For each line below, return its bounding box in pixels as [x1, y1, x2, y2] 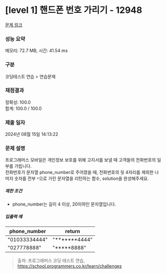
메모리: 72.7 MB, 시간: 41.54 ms [5, 48, 68, 54]
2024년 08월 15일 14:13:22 [5, 131, 58, 137]
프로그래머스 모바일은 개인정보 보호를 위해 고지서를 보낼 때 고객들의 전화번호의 [5, 157, 156, 163]
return [65, 228, 80, 235]
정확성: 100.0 [5, 99, 31, 105]
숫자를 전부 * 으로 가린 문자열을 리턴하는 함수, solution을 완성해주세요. [14, 175, 149, 181]
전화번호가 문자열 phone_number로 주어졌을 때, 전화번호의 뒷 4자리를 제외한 [5, 169, 154, 175]
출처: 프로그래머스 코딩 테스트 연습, [17, 258, 85, 264]
